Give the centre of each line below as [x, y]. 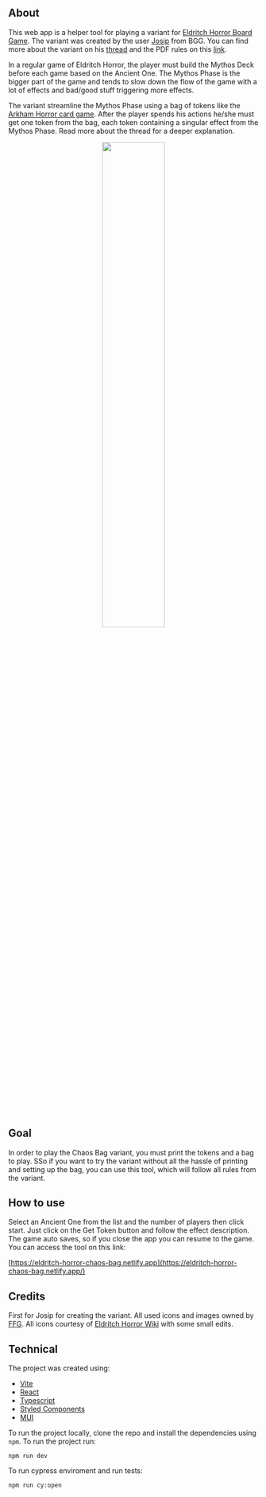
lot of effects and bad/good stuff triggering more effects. [101, 90]
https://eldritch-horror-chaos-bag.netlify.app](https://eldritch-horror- [124, 1263]
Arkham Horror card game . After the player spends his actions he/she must [131, 114]
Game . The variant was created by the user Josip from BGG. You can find [128, 41]
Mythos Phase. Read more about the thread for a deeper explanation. [121, 131]
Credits [27, 1296]
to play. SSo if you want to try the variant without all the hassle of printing [128, 1161]
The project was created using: [59, 1368]
